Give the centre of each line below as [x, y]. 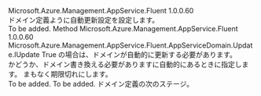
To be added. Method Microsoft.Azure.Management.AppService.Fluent [123, 28]
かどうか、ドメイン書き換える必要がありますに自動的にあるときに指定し [125, 64]
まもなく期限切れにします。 [68, 74]
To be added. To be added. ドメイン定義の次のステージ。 [101, 84]
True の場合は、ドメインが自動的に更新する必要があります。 [139, 55]
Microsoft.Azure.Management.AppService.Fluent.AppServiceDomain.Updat [130, 45]
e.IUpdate [24, 55]
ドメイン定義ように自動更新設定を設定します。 [84, 20]
